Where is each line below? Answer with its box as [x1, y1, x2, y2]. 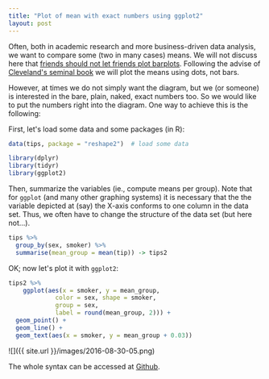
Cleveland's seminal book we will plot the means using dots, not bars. [8, 67, 240, 77]
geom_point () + [15, 316, 67, 324]
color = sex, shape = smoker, [55, 294, 157, 302]
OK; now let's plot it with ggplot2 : [8, 263, 119, 273]
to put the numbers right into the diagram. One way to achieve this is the [8, 100, 248, 110]
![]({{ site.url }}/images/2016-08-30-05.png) [8, 346, 155, 356]
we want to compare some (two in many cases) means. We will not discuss [8, 50, 258, 60]
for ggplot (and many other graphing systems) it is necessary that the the [8, 193, 252, 202]
